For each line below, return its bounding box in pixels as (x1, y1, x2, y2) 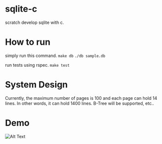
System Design (5, 79, 68, 90)
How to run (5, 36, 51, 48)
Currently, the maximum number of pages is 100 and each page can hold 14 (5, 95, 158, 101)
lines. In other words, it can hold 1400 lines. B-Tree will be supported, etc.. (5, 100, 155, 106)
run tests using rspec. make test (5, 62, 70, 68)
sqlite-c (5, 3, 38, 15)
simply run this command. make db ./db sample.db (5, 53, 106, 58)
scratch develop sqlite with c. (5, 19, 64, 25)
